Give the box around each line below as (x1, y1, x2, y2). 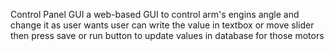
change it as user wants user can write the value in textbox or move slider (10, 19, 315, 31)
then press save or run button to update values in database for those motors (10, 30, 325, 41)
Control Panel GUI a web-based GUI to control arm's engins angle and (10, 9, 300, 20)
